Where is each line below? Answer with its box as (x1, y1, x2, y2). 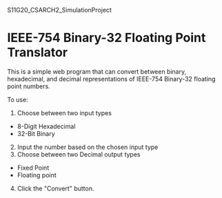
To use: (7, 95, 29, 103)
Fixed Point (17, 164, 50, 172)
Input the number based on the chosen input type (17, 143, 159, 151)
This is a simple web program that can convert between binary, (7, 67, 187, 75)
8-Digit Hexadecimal (17, 122, 76, 130)
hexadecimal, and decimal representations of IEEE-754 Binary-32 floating (7, 75, 216, 83)
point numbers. (7, 82, 50, 90)
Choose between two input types (17, 108, 112, 117)
